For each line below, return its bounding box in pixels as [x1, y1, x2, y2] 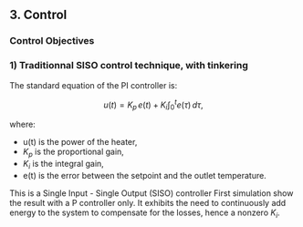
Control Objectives [9, 35, 95, 47]
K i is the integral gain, [22, 158, 105, 171]
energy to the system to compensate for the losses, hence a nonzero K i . [9, 207, 280, 220]
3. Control [9, 7, 68, 23]
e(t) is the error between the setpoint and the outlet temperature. [22, 170, 266, 181]
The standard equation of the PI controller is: [9, 79, 178, 90]
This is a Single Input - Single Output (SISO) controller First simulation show [9, 187, 294, 199]
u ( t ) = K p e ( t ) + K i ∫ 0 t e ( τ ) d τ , [103, 98, 204, 112]
